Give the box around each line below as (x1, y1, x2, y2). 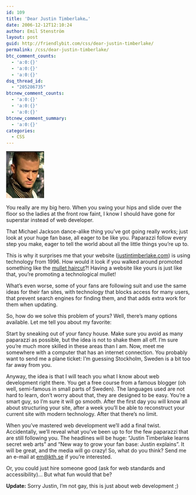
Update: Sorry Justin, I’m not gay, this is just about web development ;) (6, 483, 179, 490)
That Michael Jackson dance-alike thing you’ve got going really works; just (6, 228, 188, 235)
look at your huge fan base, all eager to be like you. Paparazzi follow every (6, 234, 187, 241)
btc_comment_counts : (6, 53, 57, 59)
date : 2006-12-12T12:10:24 (6, 22, 72, 28)
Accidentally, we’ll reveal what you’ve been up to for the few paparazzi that (6, 428, 188, 435)
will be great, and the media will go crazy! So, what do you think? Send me (6, 447, 187, 454)
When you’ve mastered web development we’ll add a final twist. (6, 422, 161, 429)
